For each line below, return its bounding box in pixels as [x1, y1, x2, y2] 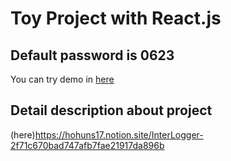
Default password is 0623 [10, 47, 175, 64]
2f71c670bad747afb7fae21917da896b [10, 139, 165, 151]
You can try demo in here [10, 73, 115, 85]
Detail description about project [10, 102, 213, 119]
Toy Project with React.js [10, 7, 222, 30]
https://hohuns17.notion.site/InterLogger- [34, 128, 204, 141]
